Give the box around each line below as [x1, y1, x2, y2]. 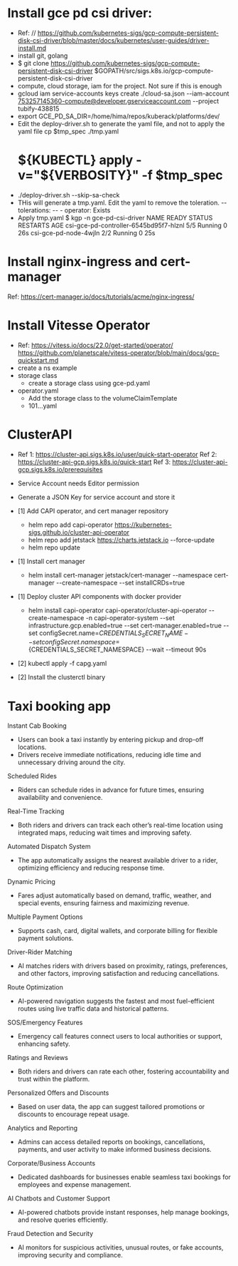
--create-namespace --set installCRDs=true [55, 578, 185, 587]
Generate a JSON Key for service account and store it [17, 493, 175, 501]
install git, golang [17, 51, 68, 60]
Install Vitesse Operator [7, 317, 151, 333]
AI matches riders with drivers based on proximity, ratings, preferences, [17, 962, 228, 970]
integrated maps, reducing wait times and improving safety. [17, 828, 192, 837]
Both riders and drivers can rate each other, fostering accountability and [17, 1067, 229, 1076]
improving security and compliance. [17, 1251, 123, 1260]
